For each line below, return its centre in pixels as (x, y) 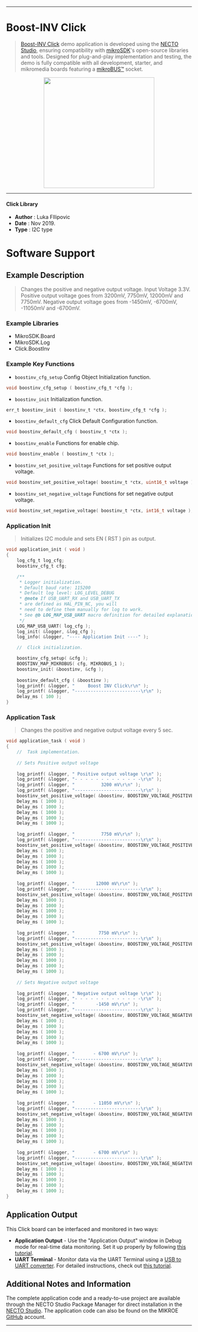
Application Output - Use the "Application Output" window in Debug (98, 1241)
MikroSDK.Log (32, 342)
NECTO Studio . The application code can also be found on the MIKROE (92, 1311)
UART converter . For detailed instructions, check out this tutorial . (93, 1265)
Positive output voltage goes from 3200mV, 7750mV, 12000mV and (102, 296)
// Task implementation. (49, 752)
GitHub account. (26, 1317)
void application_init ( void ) (46, 549)
